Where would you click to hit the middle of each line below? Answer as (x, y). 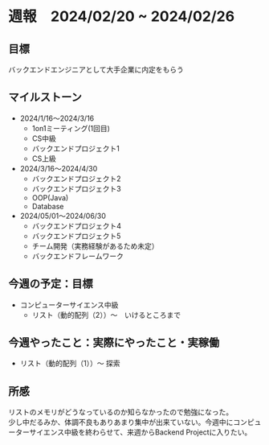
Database (48, 206)
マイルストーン (45, 97)
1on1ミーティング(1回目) (71, 128)
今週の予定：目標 (51, 284)
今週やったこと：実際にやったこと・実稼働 (114, 343)
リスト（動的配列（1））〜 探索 (70, 364)
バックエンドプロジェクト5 (76, 236)
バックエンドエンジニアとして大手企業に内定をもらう (96, 70)
